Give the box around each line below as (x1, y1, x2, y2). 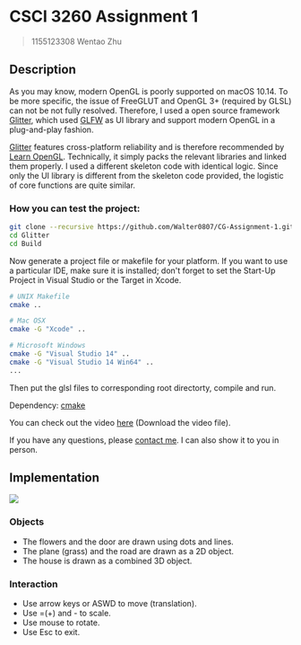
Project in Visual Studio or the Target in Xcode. (9, 274, 182, 285)
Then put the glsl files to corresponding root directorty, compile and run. (9, 382, 276, 393)
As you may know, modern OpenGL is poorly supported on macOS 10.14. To (9, 85, 288, 96)
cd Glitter (9, 231, 50, 240)
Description (9, 62, 76, 77)
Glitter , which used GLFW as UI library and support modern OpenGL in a (9, 114, 276, 125)
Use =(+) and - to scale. (21, 608, 112, 619)
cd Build (9, 239, 42, 248)
